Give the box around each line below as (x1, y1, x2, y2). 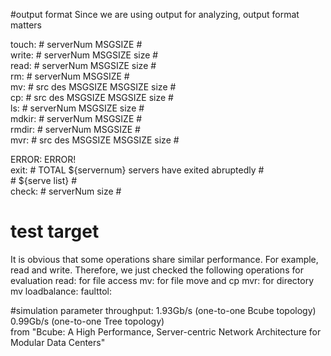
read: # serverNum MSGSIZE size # (10, 60, 157, 71)
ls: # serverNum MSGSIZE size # (10, 102, 145, 114)
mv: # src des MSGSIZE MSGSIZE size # (10, 81, 177, 93)
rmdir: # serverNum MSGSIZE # (10, 124, 141, 135)
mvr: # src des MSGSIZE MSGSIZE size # (10, 134, 180, 146)
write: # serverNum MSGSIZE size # (10, 49, 159, 61)
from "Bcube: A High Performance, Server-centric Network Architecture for (10, 325, 322, 338)
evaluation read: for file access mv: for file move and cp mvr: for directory (10, 274, 315, 286)
